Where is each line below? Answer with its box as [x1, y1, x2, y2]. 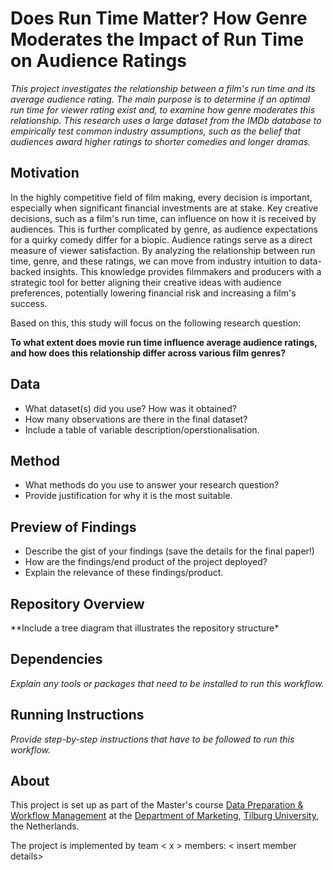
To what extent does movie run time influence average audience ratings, [10, 336, 318, 348]
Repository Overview [10, 595, 145, 612]
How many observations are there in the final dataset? [24, 413, 248, 425]
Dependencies [10, 651, 103, 668]
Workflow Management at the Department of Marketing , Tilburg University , [10, 810, 319, 822]
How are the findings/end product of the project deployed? [24, 556, 268, 568]
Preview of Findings [10, 518, 137, 536]
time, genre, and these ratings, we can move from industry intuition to [10, 255, 298, 267]
